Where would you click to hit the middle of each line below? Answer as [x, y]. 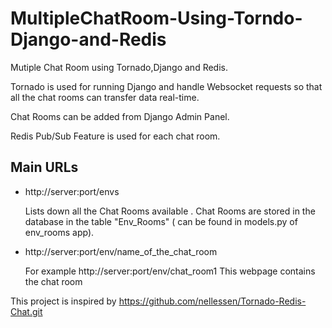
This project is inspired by [63, 301]
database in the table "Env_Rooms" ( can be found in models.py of [161, 221]
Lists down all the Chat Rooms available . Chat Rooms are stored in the [170, 211]
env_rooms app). [59, 232]
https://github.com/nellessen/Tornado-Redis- [212, 301]
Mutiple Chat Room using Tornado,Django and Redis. [119, 67]
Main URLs [44, 167]
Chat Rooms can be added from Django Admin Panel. [120, 116]
